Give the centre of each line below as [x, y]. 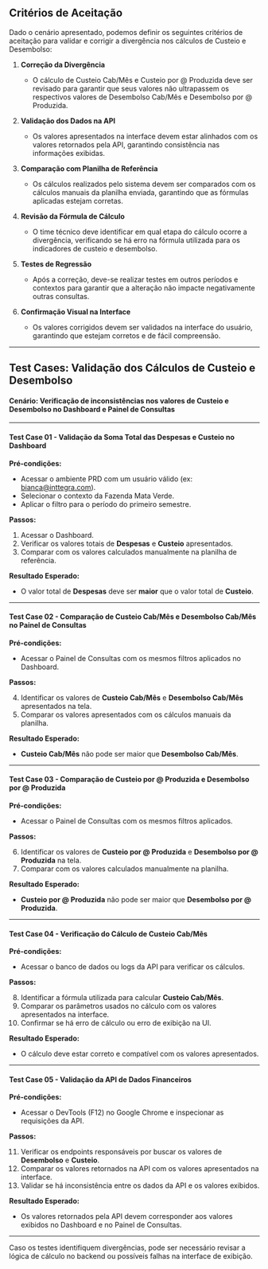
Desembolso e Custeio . [60, 1160]
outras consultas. [61, 296]
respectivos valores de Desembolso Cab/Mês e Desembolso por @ [142, 97]
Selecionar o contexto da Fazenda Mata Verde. [97, 496]
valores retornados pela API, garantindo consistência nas [126, 144]
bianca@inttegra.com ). [58, 487]
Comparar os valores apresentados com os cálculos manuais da [126, 714]
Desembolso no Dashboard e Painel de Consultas [92, 409]
